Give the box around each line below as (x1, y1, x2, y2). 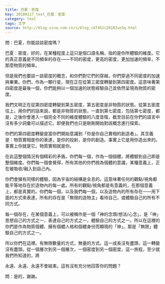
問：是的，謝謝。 (5, 274, 40, 280)
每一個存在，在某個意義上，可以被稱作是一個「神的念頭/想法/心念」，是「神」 (5, 211, 159, 217)
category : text (5, 16, 36, 21)
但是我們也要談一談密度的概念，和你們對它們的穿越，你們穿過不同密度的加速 (5, 73, 160, 79)
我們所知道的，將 (5, 252, 40, 258)
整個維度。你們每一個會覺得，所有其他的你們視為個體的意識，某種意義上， (5, 159, 156, 165)
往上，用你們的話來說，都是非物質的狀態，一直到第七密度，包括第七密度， (5, 108, 156, 114)
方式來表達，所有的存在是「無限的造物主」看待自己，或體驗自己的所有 (13, 195, 156, 201)
